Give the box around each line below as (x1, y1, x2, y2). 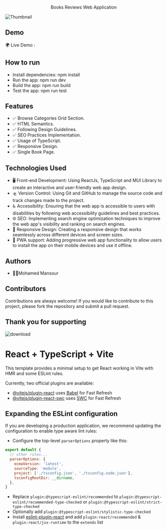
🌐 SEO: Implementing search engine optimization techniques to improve (12, 215, 161, 221)
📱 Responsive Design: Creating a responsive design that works (12, 226, 142, 232)
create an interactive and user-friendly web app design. (12, 184, 127, 190)
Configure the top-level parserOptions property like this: (12, 437, 128, 444)
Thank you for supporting (5, 317, 86, 326)
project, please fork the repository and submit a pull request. (5, 303, 130, 309)
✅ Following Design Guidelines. (12, 126, 77, 132)
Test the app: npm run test (12, 87, 67, 93)
